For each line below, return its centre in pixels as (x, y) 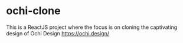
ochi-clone (33, 11)
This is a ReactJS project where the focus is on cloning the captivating (92, 27)
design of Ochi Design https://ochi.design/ (58, 33)
